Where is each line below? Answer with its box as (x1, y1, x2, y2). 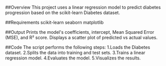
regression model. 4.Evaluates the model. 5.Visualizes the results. (5, 55, 141, 61)
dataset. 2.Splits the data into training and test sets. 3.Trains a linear (5, 50, 145, 55)
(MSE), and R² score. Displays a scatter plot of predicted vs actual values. (5, 35, 158, 40)
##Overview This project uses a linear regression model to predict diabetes (5, 5, 161, 10)
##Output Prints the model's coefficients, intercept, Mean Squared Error (5, 29, 154, 35)
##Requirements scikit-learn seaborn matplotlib (5, 20, 104, 25)
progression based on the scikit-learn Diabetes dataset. (5, 10, 120, 16)
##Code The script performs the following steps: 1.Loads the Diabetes (5, 44, 150, 50)
